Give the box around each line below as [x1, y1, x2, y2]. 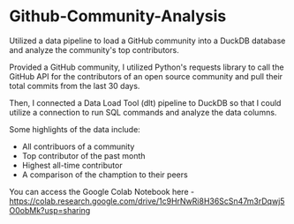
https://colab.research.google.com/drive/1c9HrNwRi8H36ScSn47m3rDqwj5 [9, 196, 285, 206]
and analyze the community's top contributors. [9, 44, 179, 55]
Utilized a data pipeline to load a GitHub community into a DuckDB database [9, 35, 286, 46]
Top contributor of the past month [21, 150, 146, 161]
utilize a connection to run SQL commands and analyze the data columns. [9, 107, 277, 117]
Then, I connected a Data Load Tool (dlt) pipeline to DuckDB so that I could [9, 97, 282, 108]
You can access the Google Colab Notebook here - [9, 186, 195, 197]
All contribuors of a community [21, 141, 135, 152]
